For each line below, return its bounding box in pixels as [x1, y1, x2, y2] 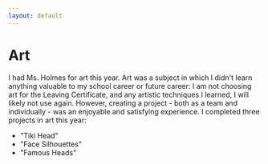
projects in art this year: [8, 115, 87, 125]
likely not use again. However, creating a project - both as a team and [8, 98, 238, 108]
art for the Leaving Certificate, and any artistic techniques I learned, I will [8, 90, 250, 99]
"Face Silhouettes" [19, 139, 83, 149]
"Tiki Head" [19, 130, 59, 140]
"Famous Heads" [19, 147, 77, 157]
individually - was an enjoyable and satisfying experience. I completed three [8, 106, 260, 116]
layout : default [8, 11, 63, 20]
